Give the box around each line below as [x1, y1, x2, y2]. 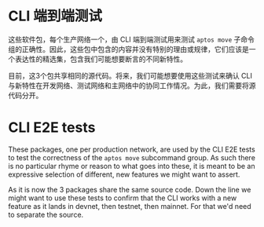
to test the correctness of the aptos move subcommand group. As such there [8, 152, 255, 162]
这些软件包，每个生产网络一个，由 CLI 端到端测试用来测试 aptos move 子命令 [8, 35, 255, 44]
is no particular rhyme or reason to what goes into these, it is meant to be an [8, 161, 255, 170]
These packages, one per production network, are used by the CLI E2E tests [8, 145, 255, 154]
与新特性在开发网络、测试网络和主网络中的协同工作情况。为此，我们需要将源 [8, 80, 256, 90]
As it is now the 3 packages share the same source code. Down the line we [8, 185, 251, 194]
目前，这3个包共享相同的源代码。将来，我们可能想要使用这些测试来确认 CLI [8, 71, 253, 80]
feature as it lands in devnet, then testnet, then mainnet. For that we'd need [8, 201, 251, 211]
